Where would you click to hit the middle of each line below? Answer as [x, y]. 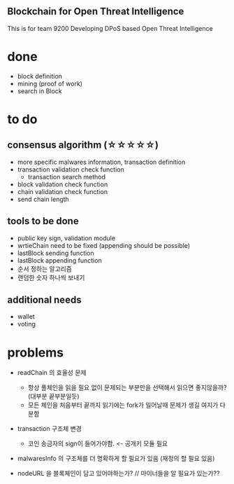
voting [27, 324]
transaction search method [67, 177]
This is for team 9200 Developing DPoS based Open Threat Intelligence [110, 28]
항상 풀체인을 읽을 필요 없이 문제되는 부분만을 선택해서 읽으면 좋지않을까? [127, 387]
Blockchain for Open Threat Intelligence [96, 12]
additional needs [44, 299]
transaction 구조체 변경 [49, 429]
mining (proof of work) [50, 83]
